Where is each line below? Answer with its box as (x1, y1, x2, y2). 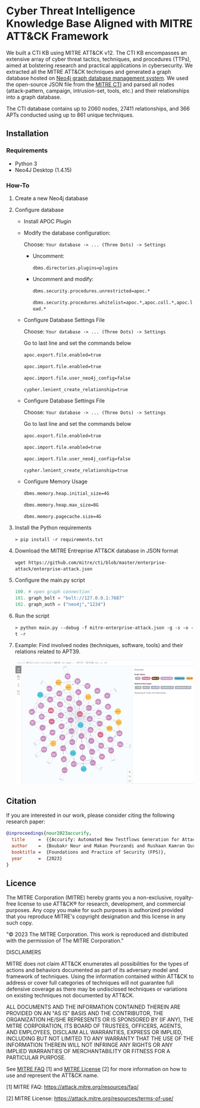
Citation (6, 796, 37, 806)
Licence (6, 878, 37, 888)
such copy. (6, 919, 33, 926)
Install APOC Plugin (23, 217, 71, 224)
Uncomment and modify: (32, 275, 94, 282)
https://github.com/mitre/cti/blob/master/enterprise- (28, 560, 167, 566)
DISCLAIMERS (6, 948, 42, 956)
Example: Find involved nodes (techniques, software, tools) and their (14, 641, 183, 648)
